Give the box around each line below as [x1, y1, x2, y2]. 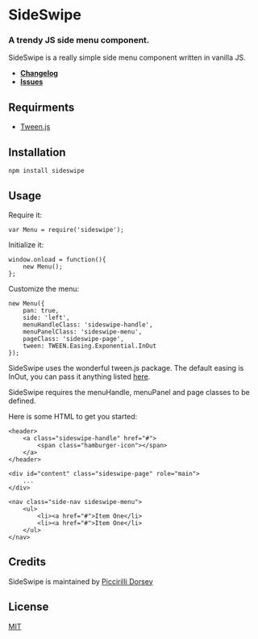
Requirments [8, 100, 75, 114]
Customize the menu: [8, 284, 79, 293]
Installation [8, 145, 66, 159]
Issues [19, 77, 44, 86]
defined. [8, 396, 36, 406]
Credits [8, 555, 47, 569]
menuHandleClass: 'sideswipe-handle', [23, 321, 153, 329]
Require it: [8, 210, 43, 220]
